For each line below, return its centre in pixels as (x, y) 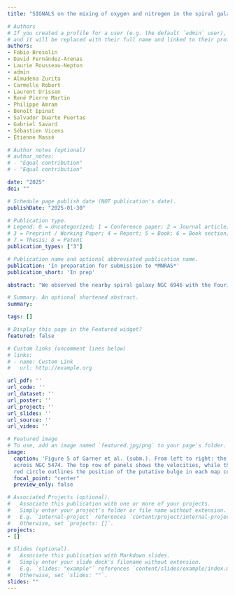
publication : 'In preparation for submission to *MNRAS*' (93, 266)
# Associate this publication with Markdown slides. (89, 556)
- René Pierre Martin (39, 98)
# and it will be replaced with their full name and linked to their (111, 39)
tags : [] (20, 317)
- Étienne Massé (31, 137)
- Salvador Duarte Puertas (47, 118)
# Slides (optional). (39, 549)
